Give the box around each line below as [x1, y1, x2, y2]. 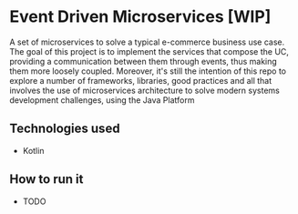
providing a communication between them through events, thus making [9, 56, 278, 66]
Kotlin [22, 145, 45, 156]
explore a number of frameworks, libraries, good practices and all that [9, 75, 272, 86]
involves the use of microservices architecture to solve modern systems [9, 85, 280, 96]
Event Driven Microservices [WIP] [9, 6, 272, 27]
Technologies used [9, 121, 120, 137]
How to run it [9, 171, 84, 188]
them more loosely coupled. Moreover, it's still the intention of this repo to [9, 66, 287, 76]
